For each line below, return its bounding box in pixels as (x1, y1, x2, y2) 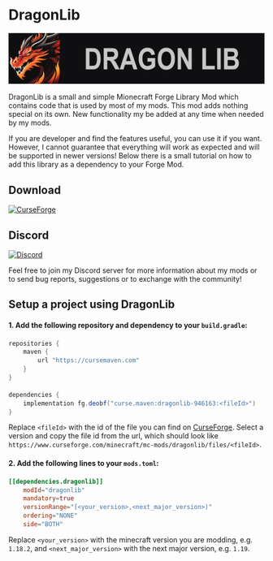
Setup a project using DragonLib (8, 298, 175, 312)
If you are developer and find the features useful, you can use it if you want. (8, 134, 262, 144)
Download (8, 183, 61, 196)
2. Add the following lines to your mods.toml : (8, 459, 159, 468)
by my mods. (8, 118, 52, 127)
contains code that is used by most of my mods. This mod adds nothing (8, 101, 249, 110)
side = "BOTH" (23, 520, 63, 529)
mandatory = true (23, 494, 75, 503)
